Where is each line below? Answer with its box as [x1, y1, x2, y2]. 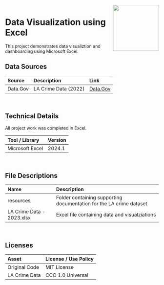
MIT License [45, 264, 74, 271]
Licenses [5, 241, 33, 249]
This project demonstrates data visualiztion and [5, 43, 101, 49]
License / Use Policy [45, 256, 94, 263]
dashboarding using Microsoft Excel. [5, 48, 79, 54]
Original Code [7, 264, 39, 271]
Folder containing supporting [56, 194, 123, 201]
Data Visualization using [5, 17, 106, 28]
